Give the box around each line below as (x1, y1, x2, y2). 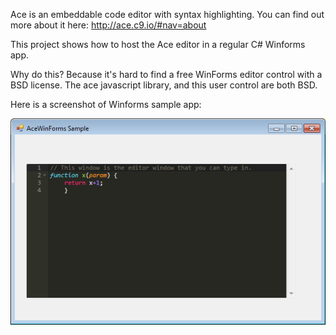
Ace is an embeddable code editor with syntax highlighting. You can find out (10, 9, 325, 20)
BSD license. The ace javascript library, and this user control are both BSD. (10, 79, 318, 91)
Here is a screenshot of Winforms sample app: (10, 99, 202, 110)
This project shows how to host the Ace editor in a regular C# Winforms (10, 39, 306, 50)
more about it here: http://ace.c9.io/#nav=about (10, 19, 207, 31)
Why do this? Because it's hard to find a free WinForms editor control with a (10, 69, 323, 80)
